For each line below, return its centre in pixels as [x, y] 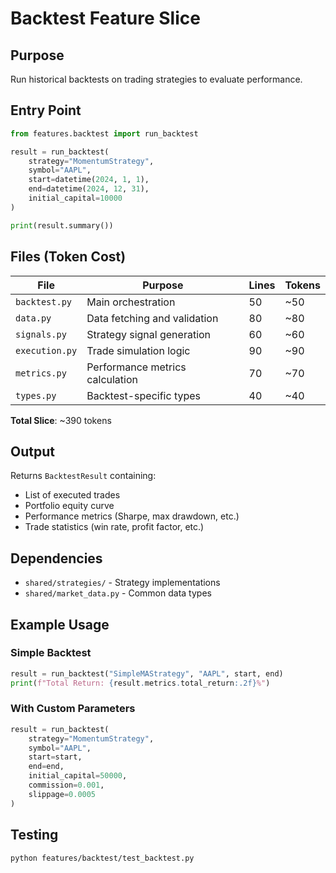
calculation [112, 379]
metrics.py [41, 373]
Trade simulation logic [138, 350]
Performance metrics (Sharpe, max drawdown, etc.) [132, 516]
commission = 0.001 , [66, 785]
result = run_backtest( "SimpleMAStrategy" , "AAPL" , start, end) [147, 673]
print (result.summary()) [62, 225]
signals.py [41, 334]
